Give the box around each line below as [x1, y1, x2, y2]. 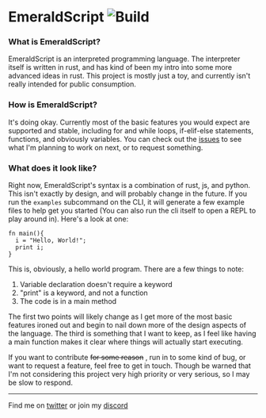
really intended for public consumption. [8, 79, 136, 89]
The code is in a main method [19, 297, 117, 306]
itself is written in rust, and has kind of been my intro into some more [8, 63, 232, 72]
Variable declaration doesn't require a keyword [19, 280, 173, 290]
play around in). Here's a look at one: [8, 214, 129, 224]
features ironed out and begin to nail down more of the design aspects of [8, 320, 247, 330]
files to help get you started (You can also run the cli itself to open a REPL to [8, 206, 256, 216]
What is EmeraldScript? [8, 36, 101, 48]
